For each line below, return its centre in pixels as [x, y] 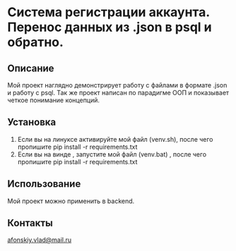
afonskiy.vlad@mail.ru [40, 240]
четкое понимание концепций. [54, 100]
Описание [31, 68]
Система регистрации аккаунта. [108, 12]
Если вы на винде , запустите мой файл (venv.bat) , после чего [112, 154]
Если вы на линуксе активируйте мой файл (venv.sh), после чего [115, 139]
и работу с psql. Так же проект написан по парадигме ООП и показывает [118, 93]
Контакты [30, 223]
